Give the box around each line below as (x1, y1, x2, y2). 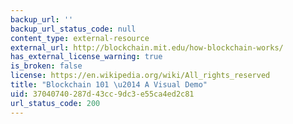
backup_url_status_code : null (10, 24, 137, 34)
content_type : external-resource (10, 33, 150, 43)
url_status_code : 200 (10, 98, 101, 108)
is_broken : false (10, 61, 83, 71)
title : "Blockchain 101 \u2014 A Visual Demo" (10, 80, 208, 90)
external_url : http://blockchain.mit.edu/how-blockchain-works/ (10, 42, 284, 53)
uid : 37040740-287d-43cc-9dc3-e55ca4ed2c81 (10, 89, 195, 99)
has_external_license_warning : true (10, 52, 163, 62)
